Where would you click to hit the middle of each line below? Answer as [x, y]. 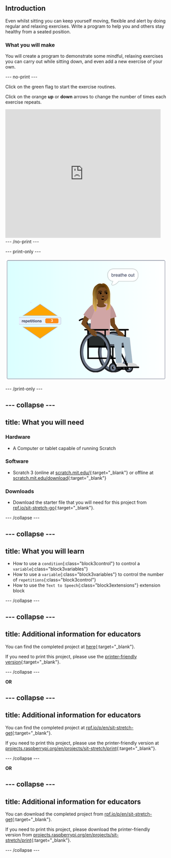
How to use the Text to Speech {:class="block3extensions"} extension [86, 585]
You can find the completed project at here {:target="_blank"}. [70, 647]
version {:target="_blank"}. [33, 662]
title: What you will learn [45, 551]
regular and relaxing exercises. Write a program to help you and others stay [85, 26]
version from [19, 834]
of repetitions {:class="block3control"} [54, 580]
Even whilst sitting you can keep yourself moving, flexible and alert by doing [85, 20]
